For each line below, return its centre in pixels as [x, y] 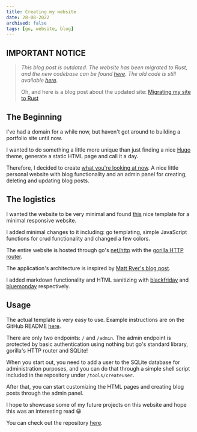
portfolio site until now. [35, 138]
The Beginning [34, 117]
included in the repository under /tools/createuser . [70, 375]
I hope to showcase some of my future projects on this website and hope [97, 404]
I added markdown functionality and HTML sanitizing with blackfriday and [98, 280]
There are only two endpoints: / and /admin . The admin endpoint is [89, 338]
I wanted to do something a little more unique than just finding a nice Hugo [98, 150]
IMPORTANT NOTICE [46, 53]
